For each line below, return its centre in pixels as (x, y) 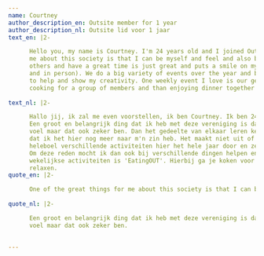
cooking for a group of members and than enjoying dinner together (142, 88)
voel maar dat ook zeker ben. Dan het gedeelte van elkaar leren (138, 132)
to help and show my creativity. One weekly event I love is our (138, 80)
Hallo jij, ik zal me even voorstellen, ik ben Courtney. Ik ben (138, 117)
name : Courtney (33, 15)
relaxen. (43, 168)
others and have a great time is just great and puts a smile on (138, 66)
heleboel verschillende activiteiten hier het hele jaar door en (138, 146)
